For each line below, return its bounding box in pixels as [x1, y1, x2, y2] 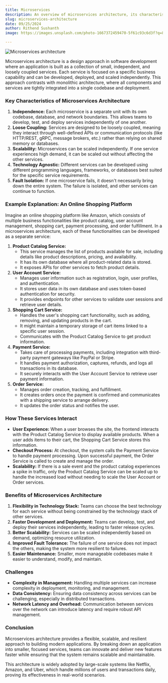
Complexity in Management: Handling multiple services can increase [12, 580, 156, 586]
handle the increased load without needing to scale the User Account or [12, 474, 161, 480]
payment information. [19, 376, 64, 382]
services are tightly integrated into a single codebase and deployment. [5, 85, 150, 90]
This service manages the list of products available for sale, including [19, 248, 163, 254]
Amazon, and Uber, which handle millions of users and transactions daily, [5, 667, 156, 673]
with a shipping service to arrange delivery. [19, 397, 109, 403]
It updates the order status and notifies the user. [19, 402, 119, 408]
